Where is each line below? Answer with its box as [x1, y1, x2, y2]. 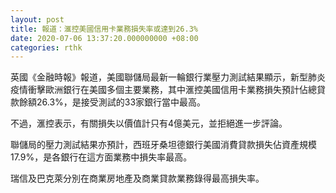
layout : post [10, 14, 65, 25]
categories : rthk [10, 42, 83, 53]
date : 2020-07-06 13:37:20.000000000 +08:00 [10, 33, 199, 43]
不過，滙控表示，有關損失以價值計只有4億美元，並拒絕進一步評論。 [10, 117, 288, 130]
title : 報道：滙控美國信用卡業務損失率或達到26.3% [10, 24, 198, 34]
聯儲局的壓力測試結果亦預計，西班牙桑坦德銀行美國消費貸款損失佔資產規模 [10, 139, 317, 151]
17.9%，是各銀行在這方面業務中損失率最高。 [10, 151, 193, 163]
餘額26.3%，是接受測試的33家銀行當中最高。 [18, 96, 207, 108]
